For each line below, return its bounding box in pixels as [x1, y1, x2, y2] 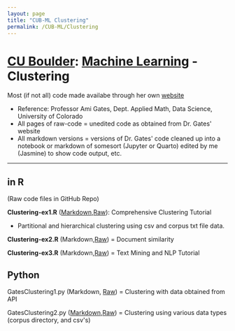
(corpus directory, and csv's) [7, 316, 91, 324]
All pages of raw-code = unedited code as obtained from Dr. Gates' [17, 119, 212, 128]
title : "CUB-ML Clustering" [7, 17, 90, 24]
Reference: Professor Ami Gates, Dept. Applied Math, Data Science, [17, 105, 213, 113]
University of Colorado [17, 112, 83, 121]
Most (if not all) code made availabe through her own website [7, 91, 185, 100]
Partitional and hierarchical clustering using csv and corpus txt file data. [17, 221, 225, 230]
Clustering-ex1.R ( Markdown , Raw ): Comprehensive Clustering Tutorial [7, 208, 212, 216]
